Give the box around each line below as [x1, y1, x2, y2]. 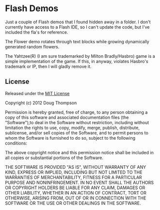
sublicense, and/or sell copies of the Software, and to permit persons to [5, 129, 149, 136]
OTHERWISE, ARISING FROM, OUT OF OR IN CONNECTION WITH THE [5, 195, 146, 201]
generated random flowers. [5, 44, 60, 49]
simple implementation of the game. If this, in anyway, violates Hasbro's [5, 58, 149, 64]
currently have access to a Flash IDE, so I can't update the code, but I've [5, 24, 150, 30]
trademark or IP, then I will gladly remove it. [5, 64, 92, 69]
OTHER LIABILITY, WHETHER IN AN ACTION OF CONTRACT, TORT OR [5, 190, 146, 195]
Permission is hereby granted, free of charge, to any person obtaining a [5, 109, 148, 115]
